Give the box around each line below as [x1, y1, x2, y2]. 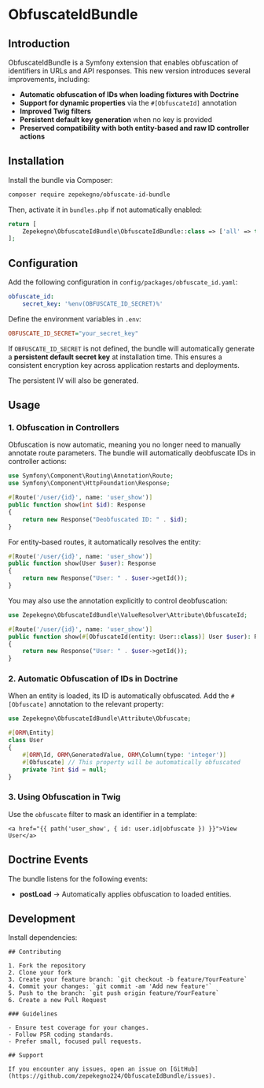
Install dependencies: [8, 933, 78, 942]
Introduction [8, 37, 71, 50]
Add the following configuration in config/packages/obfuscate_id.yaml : [8, 277, 238, 287]
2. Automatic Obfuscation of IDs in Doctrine [8, 674, 178, 685]
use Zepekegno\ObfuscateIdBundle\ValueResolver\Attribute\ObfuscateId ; [8, 611, 247, 619]
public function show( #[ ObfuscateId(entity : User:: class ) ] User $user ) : [8, 633, 251, 641]
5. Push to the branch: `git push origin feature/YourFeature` [8, 990, 220, 997]
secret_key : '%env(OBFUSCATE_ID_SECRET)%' [22, 300, 163, 308]
